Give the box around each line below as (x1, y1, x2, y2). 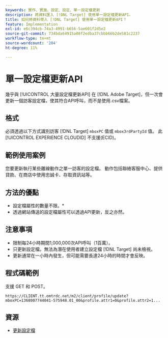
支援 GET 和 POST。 (5, 283, 48, 289)
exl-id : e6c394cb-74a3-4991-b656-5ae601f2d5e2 (5, 26, 106, 32)
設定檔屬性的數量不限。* (12, 203, 65, 209)
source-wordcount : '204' (5, 41, 58, 46)
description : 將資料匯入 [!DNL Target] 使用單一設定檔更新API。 (5, 12, 133, 17)
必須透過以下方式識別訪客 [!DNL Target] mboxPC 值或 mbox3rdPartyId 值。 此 (5, 128, 163, 134)
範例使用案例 (5, 151, 46, 159)
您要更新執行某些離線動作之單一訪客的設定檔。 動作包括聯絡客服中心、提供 (5, 165, 163, 172)
